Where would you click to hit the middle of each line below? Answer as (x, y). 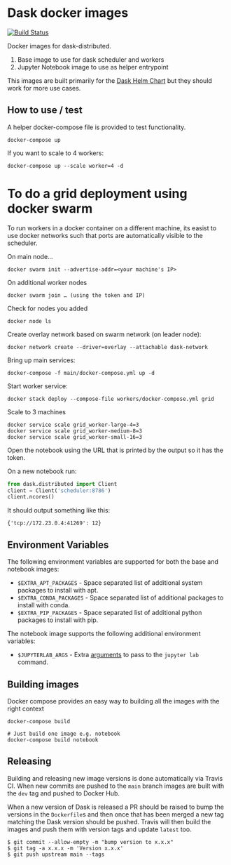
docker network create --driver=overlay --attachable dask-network (108, 347)
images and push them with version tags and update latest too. (100, 829)
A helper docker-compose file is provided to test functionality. (97, 127)
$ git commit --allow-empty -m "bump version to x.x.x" (90, 842)
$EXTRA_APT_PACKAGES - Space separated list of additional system (110, 583)
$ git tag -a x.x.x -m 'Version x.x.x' (65, 848)
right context (26, 708)
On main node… (30, 256)
